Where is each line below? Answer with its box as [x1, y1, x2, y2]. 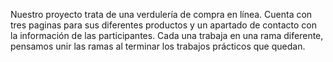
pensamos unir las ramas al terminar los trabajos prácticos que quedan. [10, 40, 306, 52]
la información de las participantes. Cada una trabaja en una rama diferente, [10, 30, 324, 41]
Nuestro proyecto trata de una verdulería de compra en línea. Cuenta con [10, 9, 313, 20]
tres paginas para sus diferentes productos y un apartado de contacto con [10, 19, 317, 31]
